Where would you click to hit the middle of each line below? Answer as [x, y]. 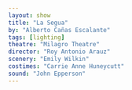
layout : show [29, 15]
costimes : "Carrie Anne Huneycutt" [66, 67]
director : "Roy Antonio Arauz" [59, 52]
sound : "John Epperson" [47, 74]
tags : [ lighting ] [37, 37]
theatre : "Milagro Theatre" [54, 45]
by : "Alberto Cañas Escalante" [59, 30]
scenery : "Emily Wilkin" [49, 59]
